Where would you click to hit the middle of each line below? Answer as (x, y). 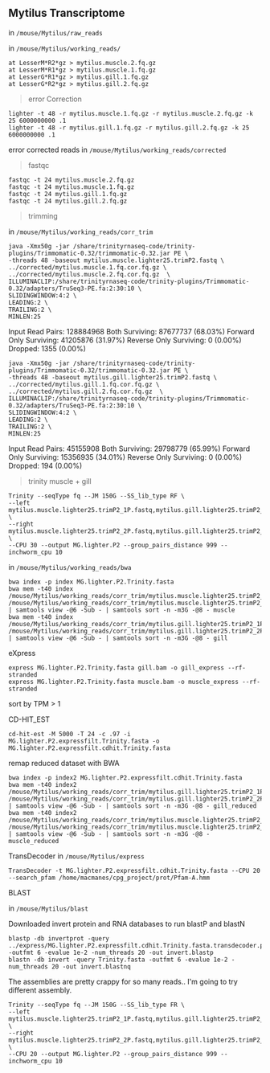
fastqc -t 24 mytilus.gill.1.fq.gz (68, 194)
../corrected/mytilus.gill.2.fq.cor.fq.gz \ (86, 391)
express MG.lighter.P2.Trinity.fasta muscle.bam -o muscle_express (124, 682)
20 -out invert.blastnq (91, 967)
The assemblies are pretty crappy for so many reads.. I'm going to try (123, 981)
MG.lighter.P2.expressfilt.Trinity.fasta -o (84, 741)
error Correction (55, 99)
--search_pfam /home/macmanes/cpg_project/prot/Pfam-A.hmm (109, 878)
